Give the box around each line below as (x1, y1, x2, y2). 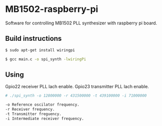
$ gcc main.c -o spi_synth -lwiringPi (5, 56, 86, 62)
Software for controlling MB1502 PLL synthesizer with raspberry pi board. (5, 20, 157, 26)
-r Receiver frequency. (5, 107, 55, 112)
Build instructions (5, 34, 62, 43)
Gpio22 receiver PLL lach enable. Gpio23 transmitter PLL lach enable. (5, 84, 149, 90)
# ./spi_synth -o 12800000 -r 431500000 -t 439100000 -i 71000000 (5, 93, 147, 98)
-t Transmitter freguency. (5, 111, 62, 117)
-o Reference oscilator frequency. (5, 102, 80, 108)
